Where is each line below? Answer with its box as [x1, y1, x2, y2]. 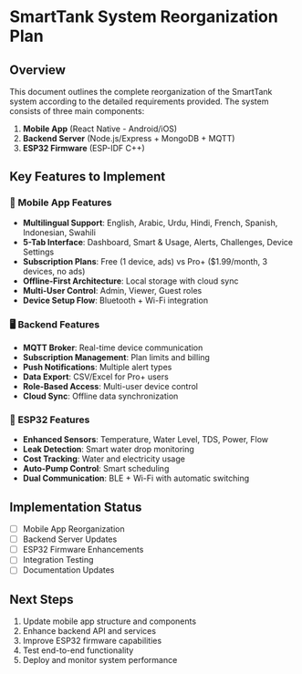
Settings [22, 246, 55, 257]
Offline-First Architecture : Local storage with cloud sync [22, 275, 239, 286]
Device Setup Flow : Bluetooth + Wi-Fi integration [22, 295, 208, 306]
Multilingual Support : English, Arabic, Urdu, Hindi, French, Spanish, [22, 217, 278, 228]
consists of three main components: [9, 106, 145, 116]
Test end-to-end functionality [22, 645, 134, 656]
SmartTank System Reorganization [9, 6, 278, 27]
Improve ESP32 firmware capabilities [22, 636, 162, 647]
